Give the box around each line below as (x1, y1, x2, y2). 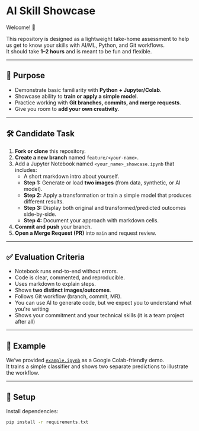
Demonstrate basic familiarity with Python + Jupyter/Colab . (14, 86, 162, 93)
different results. (23, 197, 64, 205)
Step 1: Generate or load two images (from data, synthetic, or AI (23, 179, 181, 186)
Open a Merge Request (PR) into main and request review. (14, 229, 157, 237)
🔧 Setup (6, 392, 36, 402)
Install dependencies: (6, 408, 59, 414)
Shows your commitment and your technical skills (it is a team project (14, 312, 185, 319)
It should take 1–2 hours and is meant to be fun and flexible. (6, 47, 152, 55)
